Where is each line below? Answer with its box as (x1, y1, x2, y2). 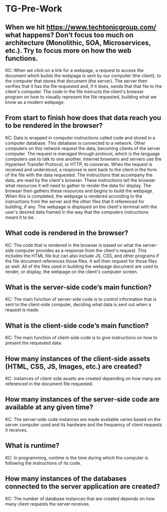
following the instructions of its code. (5, 460, 81, 466)
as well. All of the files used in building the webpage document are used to (5, 263, 159, 269)
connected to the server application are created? (5, 483, 161, 491)
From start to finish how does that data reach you (5, 113, 161, 122)
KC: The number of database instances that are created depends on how (5, 496, 155, 502)
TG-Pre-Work (5, 3, 62, 14)
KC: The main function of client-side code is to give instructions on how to (5, 335, 158, 341)
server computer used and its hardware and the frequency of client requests (5, 422, 163, 428)
